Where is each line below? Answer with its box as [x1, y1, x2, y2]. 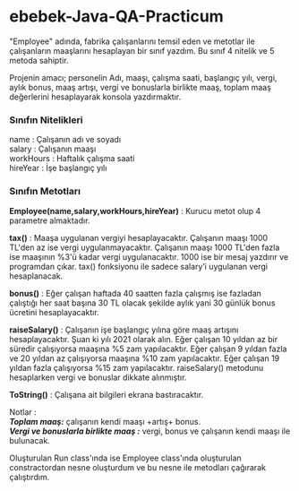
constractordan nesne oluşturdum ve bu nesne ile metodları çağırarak [9, 461, 267, 472]
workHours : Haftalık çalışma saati [9, 153, 135, 164]
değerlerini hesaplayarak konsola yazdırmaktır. [9, 91, 182, 102]
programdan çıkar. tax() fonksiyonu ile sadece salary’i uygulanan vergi [9, 261, 269, 271]
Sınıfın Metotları [9, 185, 81, 198]
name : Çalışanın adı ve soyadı [9, 134, 122, 145]
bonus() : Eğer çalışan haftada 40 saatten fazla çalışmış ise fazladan [9, 288, 262, 298]
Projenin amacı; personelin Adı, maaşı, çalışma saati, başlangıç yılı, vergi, [9, 72, 278, 82]
